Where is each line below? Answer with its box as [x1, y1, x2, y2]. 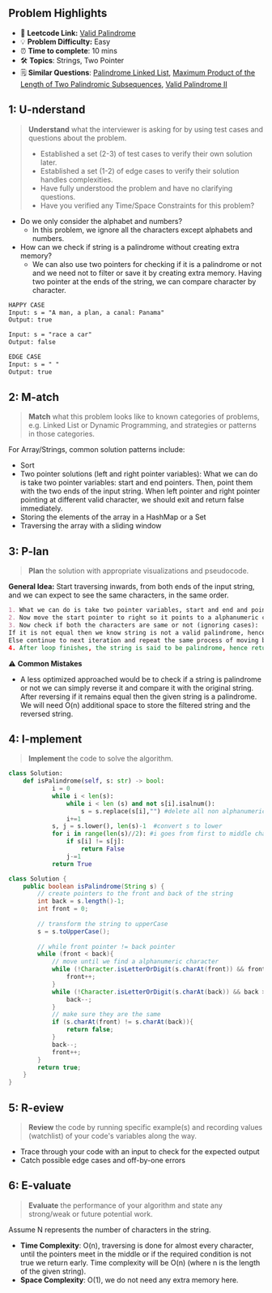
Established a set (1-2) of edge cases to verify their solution [40, 166, 240, 175]
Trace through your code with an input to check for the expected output [19, 1147, 261, 1156]
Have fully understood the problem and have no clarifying [40, 183, 233, 193]
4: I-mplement [8, 732, 83, 746]
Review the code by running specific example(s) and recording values [28, 1123, 263, 1131]
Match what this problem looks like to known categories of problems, [28, 412, 261, 421]
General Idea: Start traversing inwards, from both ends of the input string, [8, 582, 255, 592]
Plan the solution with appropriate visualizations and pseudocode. [28, 566, 249, 575]
